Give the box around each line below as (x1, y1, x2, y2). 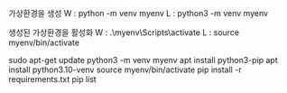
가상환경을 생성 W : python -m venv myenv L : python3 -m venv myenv (8, 8, 268, 18)
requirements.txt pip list (8, 74, 97, 84)
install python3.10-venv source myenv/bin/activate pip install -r (8, 64, 242, 75)
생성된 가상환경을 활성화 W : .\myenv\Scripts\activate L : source (8, 27, 240, 38)
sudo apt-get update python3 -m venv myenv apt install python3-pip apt (8, 55, 278, 65)
